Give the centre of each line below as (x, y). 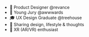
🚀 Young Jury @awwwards (36, 12)
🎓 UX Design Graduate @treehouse (46, 18)
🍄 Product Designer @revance (39, 7)
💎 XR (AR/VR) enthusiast (34, 29)
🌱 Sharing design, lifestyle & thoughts (47, 24)
